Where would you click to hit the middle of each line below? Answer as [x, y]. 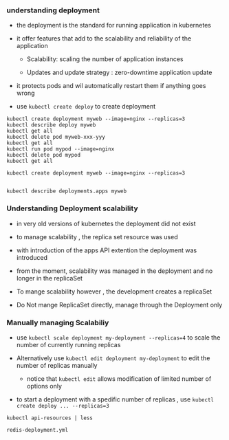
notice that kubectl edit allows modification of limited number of [119, 378]
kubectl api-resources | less [50, 418]
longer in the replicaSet [50, 278]
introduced [32, 257]
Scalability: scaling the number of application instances [105, 59]
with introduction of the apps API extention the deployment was [107, 250]
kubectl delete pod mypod [43, 155]
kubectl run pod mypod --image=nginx [61, 149]
